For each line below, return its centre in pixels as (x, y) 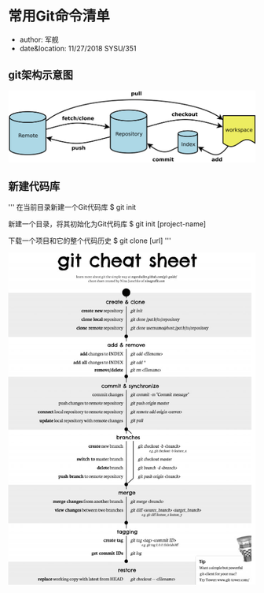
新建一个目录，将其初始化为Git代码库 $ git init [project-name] (107, 224)
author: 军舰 (39, 39)
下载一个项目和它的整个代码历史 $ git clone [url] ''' (90, 241)
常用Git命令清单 (59, 16)
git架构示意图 (40, 75)
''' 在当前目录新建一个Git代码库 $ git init (72, 207)
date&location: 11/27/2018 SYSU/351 (78, 48)
